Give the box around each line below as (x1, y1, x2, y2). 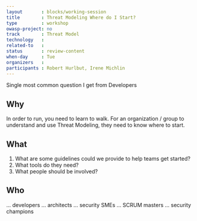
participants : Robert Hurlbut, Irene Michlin (6, 65, 125, 71)
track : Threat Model (6, 31, 80, 37)
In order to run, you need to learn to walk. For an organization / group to (6, 115, 185, 123)
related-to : (6, 43, 45, 49)
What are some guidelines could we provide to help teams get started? (14, 155, 191, 162)
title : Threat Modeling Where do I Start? (6, 14, 136, 21)
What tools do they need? (14, 161, 79, 168)
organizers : (6, 59, 45, 65)
